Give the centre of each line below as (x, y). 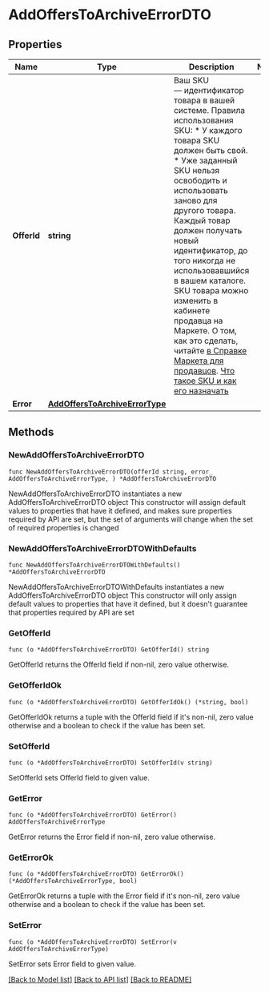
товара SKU (197, 140)
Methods (31, 432)
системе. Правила (209, 110)
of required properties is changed (64, 527)
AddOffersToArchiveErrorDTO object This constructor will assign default (127, 502)
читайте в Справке (210, 351)
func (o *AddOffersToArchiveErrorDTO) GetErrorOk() (96, 874)
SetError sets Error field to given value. (72, 964)
